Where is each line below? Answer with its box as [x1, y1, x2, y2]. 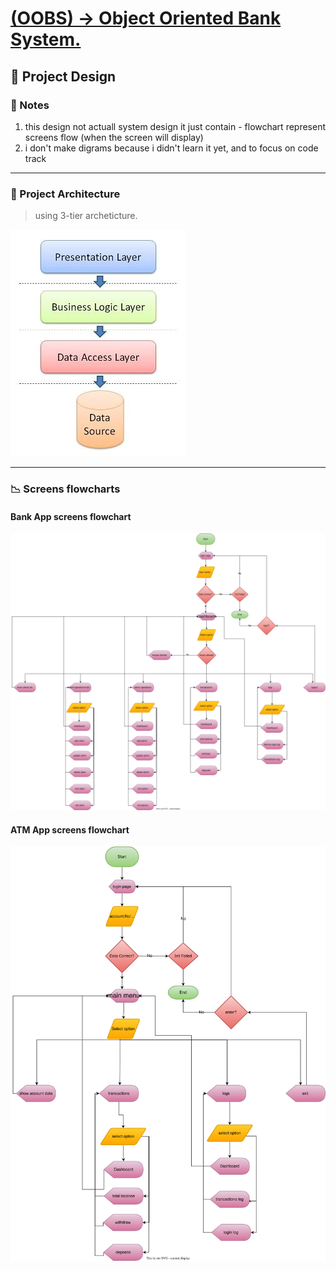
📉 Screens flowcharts [10, 482, 121, 496]
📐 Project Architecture [10, 187, 121, 201]
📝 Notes [10, 98, 50, 112]
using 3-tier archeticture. [34, 210, 138, 222]
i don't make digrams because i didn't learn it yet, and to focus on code [24, 142, 319, 154]
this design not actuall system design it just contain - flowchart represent [24, 120, 327, 132]
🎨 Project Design [10, 68, 116, 85]
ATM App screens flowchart [10, 823, 130, 836]
